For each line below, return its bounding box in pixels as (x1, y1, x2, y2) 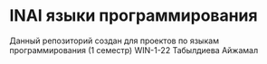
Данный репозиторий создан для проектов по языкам (9, 35, 220, 46)
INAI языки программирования (9, 5, 258, 26)
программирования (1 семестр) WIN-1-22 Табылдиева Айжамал (9, 44, 259, 55)
